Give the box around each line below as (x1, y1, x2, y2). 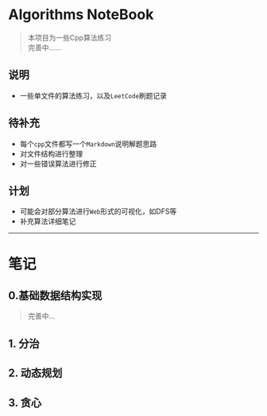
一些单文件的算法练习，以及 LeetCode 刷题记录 (19, 91, 168, 100)
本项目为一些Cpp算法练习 (27, 33, 112, 42)
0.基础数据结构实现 (8, 288, 103, 302)
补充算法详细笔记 (19, 217, 76, 226)
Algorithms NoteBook (8, 6, 154, 24)
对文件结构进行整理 (19, 148, 83, 158)
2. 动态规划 (8, 367, 63, 380)
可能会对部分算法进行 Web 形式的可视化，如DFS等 (19, 206, 177, 216)
